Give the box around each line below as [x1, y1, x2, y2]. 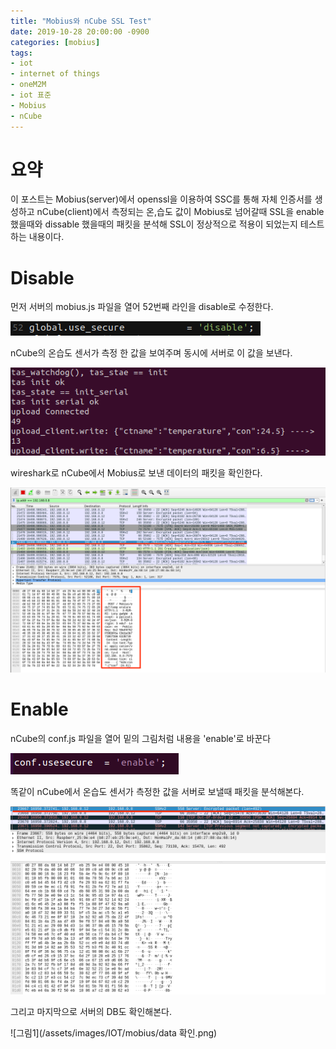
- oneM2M [10, 80, 47, 90]
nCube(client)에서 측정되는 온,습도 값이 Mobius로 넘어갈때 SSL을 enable [36, 206, 325, 218]
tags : [10, 48, 33, 58]
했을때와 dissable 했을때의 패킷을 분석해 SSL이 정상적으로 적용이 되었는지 [10, 218, 298, 230]
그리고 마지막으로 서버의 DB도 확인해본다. [10, 1006, 173, 1018]
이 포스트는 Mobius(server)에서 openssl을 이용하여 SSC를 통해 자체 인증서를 [10, 193, 313, 205]
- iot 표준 [10, 90, 52, 100]
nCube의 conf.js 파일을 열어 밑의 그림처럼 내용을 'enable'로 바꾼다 [10, 732, 272, 744]
